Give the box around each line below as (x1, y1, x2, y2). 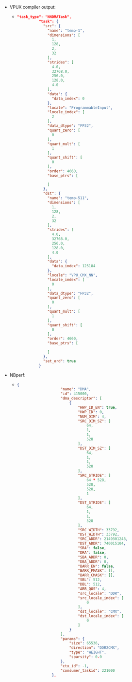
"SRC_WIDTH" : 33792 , (78, 527, 120, 532)
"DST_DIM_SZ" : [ (78, 446, 111, 451)
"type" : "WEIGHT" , (69, 650, 107, 655)
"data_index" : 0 (51, 96, 85, 101)
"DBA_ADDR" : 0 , (78, 559, 109, 564)
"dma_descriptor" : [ (60, 396, 102, 401)
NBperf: (9, 372, 26, 378)
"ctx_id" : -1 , (60, 663, 89, 668)
